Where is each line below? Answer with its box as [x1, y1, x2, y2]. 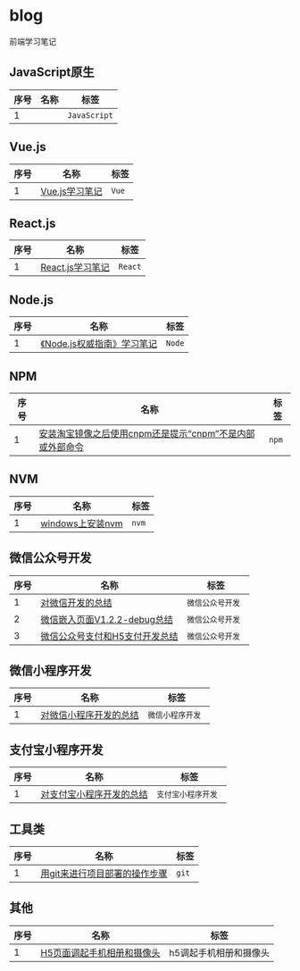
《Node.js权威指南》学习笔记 [40, 338, 158, 350]
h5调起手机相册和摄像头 [169, 946, 271, 958]
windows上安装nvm [40, 517, 123, 530]
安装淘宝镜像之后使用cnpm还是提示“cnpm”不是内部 [38, 428, 255, 439]
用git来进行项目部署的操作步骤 [40, 867, 168, 880]
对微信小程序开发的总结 [40, 709, 140, 722]
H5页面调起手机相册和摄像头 [40, 946, 161, 958]
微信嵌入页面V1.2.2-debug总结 [40, 613, 174, 625]
